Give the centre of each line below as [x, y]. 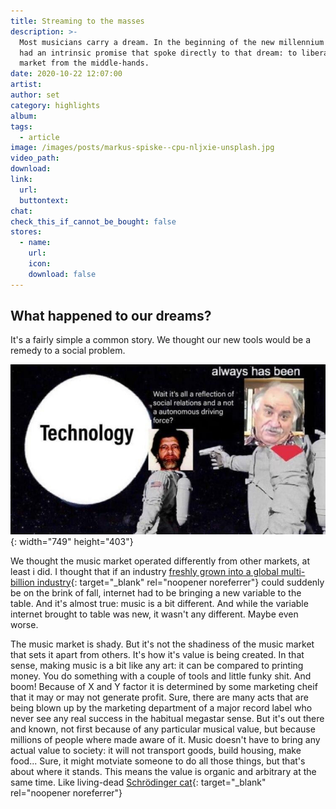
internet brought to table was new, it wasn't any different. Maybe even [154, 614]
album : [24, 116]
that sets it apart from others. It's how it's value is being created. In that [157, 654]
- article [39, 137]
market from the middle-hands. [84, 63]
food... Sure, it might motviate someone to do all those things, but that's [158, 761]
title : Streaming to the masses [77, 21]
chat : [21, 211]
